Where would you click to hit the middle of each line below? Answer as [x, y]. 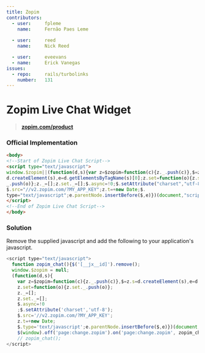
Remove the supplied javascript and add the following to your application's [100, 241]
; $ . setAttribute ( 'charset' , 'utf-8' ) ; [65, 310]
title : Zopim [23, 12]
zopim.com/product [47, 127]
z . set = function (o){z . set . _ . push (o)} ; [65, 287]
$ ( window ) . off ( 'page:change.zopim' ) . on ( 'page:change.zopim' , [97, 333]
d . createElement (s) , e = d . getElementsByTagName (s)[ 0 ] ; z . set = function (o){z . [102, 178]
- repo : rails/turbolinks [50, 74]
